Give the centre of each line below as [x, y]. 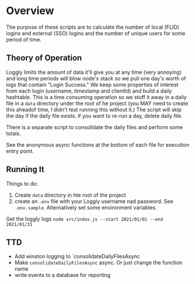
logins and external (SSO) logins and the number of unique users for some [96, 33]
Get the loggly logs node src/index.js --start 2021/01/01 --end [85, 219]
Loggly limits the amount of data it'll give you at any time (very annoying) [94, 72]
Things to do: [22, 184]
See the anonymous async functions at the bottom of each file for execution [98, 144]
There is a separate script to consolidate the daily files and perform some [95, 127]
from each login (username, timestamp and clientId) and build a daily [89, 91]
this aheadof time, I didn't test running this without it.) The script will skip [94, 109]
